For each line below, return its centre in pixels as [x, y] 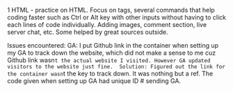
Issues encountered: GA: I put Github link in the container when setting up [113, 45]
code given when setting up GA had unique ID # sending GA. [94, 81]
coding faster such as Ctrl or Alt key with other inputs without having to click [116, 17]
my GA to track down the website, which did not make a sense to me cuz [112, 53]
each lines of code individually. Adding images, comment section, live [107, 25]
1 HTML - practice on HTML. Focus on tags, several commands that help [111, 10]
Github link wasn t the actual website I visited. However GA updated [109, 60]
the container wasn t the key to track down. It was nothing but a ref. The [110, 73]
